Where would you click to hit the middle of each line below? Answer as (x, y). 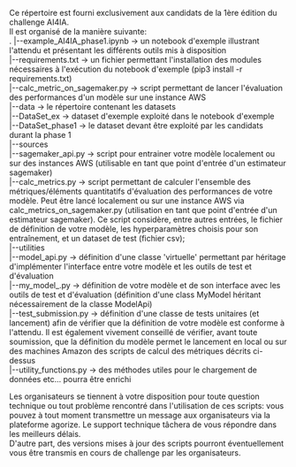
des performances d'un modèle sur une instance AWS (108, 97)
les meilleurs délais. (45, 434)
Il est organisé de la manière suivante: (78, 31)
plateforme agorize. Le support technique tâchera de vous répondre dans (143, 425)
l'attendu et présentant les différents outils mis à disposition (118, 50)
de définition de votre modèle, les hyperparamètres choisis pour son (134, 229)
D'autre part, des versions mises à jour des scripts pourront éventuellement (147, 443)
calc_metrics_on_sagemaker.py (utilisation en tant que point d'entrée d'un (143, 210)
